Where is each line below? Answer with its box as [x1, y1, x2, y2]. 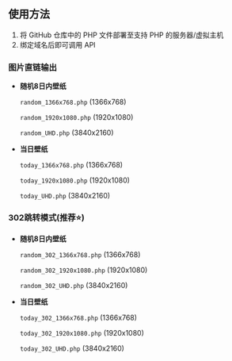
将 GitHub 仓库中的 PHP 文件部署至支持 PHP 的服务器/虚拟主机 [19, 30, 224, 40]
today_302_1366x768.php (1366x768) [19, 313, 137, 323]
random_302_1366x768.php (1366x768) [19, 250, 141, 259]
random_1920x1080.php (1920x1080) [19, 113, 134, 122]
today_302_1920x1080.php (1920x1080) [19, 328, 145, 338]
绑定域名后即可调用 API [19, 40, 97, 49]
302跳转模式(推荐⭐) [8, 213, 85, 224]
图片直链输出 [8, 62, 58, 73]
